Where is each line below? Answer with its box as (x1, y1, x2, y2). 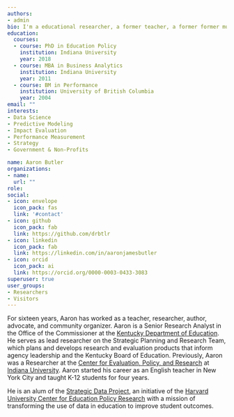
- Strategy (7, 140, 39, 147)
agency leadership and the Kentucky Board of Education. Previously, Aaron (7, 351, 223, 360)
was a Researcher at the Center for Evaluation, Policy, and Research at (7, 358, 210, 367)
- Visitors (7, 295, 39, 302)
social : (7, 191, 30, 199)
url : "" (13, 179, 36, 185)
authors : (7, 10, 33, 17)
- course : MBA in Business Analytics (13, 62, 123, 69)
